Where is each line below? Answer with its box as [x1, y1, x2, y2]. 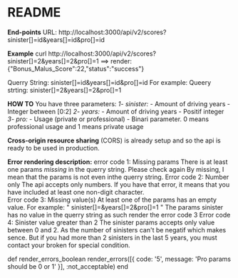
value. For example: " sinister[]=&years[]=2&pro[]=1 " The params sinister [7, 202, 224, 211]
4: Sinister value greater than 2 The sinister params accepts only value [7, 218, 215, 227]
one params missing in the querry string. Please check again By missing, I [7, 165, 224, 173]
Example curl [7, 49, 47, 58]
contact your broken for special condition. [7, 240, 130, 249]
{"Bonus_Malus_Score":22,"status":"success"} [7, 64, 145, 73]
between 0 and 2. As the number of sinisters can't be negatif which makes [7, 225, 227, 234]
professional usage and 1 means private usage [7, 122, 144, 130]
